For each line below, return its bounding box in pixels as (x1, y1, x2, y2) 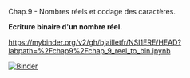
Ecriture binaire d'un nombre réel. (8, 22, 123, 31)
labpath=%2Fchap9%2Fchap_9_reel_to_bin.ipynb (8, 46, 171, 55)
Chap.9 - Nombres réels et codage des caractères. (8, 7, 176, 16)
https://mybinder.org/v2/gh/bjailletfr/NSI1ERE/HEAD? (8, 37, 182, 47)
